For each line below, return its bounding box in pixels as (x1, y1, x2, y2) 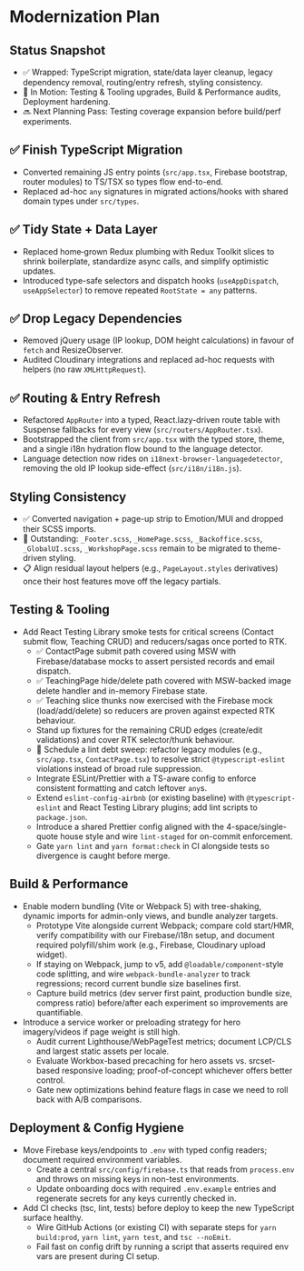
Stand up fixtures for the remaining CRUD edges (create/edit (35, 725, 263, 736)
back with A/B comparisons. (35, 1094, 142, 1105)
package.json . (35, 811, 88, 822)
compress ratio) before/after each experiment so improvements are (35, 997, 289, 1008)
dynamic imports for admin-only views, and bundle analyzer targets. (22, 910, 279, 921)
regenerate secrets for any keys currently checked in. (35, 1193, 237, 1204)
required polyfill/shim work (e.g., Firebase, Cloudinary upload (35, 939, 266, 950)
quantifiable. (35, 1006, 83, 1017)
